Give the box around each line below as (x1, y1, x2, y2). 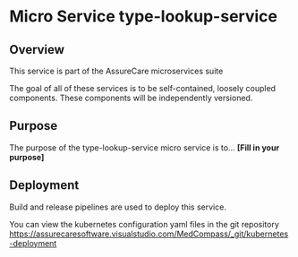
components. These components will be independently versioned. (9, 92, 253, 103)
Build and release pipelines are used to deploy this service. (9, 201, 226, 212)
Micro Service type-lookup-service (9, 6, 277, 27)
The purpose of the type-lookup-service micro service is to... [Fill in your (9, 141, 280, 153)
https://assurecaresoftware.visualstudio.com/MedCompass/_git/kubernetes (9, 228, 289, 239)
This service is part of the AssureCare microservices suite (9, 65, 224, 76)
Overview (9, 42, 65, 57)
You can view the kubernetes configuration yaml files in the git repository (9, 218, 280, 229)
